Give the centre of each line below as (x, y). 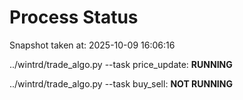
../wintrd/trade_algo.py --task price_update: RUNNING (121, 64)
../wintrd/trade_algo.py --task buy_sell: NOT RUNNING (121, 83)
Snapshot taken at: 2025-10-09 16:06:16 (92, 45)
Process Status (74, 17)
